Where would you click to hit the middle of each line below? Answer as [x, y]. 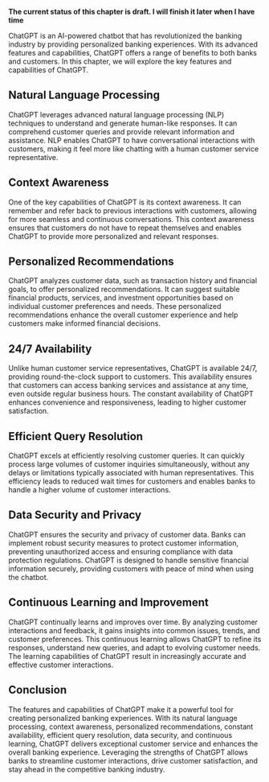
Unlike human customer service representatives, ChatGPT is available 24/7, [133, 368]
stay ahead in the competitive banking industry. [87, 769]
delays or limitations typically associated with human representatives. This [131, 473]
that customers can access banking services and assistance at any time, [128, 385]
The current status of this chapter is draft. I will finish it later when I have [132, 12]
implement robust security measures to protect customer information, [124, 543]
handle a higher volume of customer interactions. [90, 490]
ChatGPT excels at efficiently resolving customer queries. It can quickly [126, 456]
